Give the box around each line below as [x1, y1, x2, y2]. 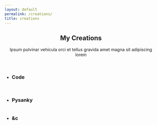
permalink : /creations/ [4, 12, 53, 16]
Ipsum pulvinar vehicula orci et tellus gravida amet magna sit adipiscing [10, 47, 152, 53]
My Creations [60, 34, 102, 42]
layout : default [4, 7, 37, 12]
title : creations [4, 16, 40, 21]
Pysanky [11, 97, 33, 104]
